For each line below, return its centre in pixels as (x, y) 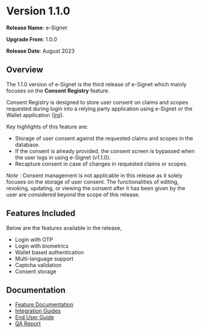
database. (27, 145)
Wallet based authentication (49, 252)
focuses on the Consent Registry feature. (58, 91)
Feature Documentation (44, 305)
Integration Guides (38, 311)
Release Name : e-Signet (37, 28)
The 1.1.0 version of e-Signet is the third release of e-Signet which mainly (97, 84)
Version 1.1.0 (38, 11)
